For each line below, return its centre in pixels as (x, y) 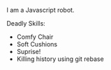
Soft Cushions (37, 44)
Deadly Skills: (26, 23)
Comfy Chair (35, 37)
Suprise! (29, 52)
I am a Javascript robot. (40, 10)
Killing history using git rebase (60, 59)
